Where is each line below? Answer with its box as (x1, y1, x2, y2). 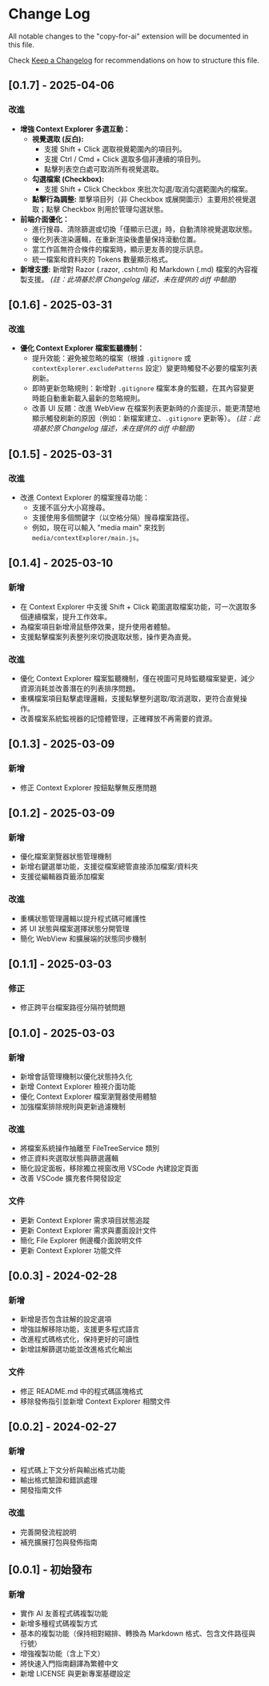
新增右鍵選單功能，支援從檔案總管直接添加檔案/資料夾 (19, 861, 199, 871)
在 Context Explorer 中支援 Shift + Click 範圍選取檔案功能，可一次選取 (19, 602, 250, 611)
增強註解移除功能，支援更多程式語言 (19, 1324, 140, 1334)
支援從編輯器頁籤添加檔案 (19, 872, 105, 882)
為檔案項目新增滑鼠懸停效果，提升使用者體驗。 (19, 622, 175, 631)
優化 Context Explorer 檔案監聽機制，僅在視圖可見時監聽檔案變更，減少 (19, 673, 255, 683)
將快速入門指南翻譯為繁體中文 (19, 1659, 118, 1668)
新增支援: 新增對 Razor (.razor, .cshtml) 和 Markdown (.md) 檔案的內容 (19, 264, 251, 274)
